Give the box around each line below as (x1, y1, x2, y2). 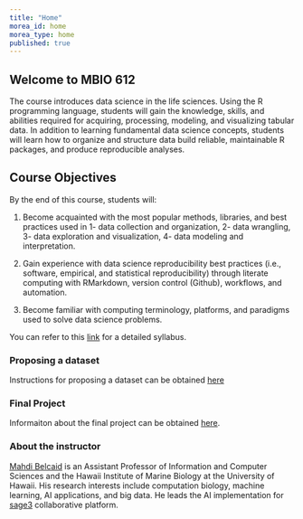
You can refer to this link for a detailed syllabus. (9, 331, 187, 342)
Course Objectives (9, 170, 118, 185)
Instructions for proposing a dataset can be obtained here (9, 374, 224, 385)
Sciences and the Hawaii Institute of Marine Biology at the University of (9, 470, 275, 481)
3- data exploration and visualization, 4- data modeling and (22, 231, 244, 241)
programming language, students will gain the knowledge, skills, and (9, 106, 265, 117)
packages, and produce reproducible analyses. (9, 144, 185, 155)
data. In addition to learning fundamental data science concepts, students (9, 125, 285, 136)
